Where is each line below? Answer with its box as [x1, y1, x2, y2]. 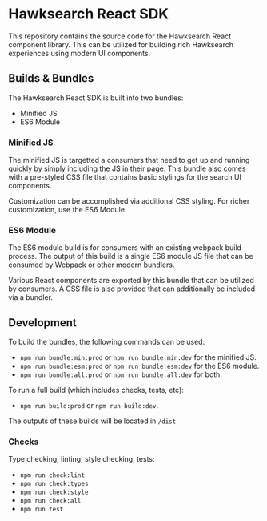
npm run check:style [19, 488, 89, 497]
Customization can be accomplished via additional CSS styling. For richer [8, 196, 250, 206]
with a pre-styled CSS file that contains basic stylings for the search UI [8, 172, 242, 182]
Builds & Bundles [8, 71, 94, 85]
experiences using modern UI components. [8, 48, 151, 58]
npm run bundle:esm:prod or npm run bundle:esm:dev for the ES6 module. [19, 361, 260, 371]
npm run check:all [19, 497, 82, 505]
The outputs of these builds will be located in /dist [8, 416, 177, 426]
